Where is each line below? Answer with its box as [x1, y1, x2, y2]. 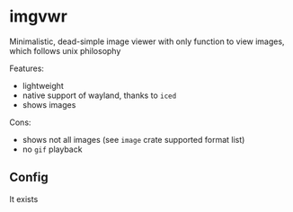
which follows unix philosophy [9, 45, 121, 56]
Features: [9, 63, 45, 74]
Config [9, 170, 49, 185]
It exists [9, 193, 39, 204]
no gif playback [22, 144, 83, 155]
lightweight [22, 80, 65, 91]
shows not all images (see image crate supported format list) [22, 134, 245, 145]
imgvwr [9, 6, 67, 27]
